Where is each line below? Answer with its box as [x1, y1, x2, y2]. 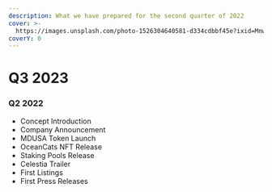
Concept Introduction [19, 116, 91, 126]
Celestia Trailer [19, 159, 71, 169]
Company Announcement [19, 124, 106, 134]
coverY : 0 [8, 34, 42, 43]
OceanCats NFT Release [19, 142, 103, 152]
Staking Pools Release [19, 150, 95, 160]
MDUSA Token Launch [19, 133, 96, 143]
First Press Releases [19, 176, 88, 186]
